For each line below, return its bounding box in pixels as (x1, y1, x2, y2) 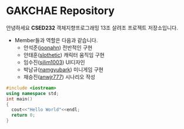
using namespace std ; (6, 90, 59, 96)
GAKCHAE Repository (6, 4, 115, 18)
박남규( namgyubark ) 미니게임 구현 (23, 66, 104, 73)
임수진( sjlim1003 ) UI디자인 (23, 59, 85, 66)
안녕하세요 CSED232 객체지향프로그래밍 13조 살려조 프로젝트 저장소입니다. (6, 24, 178, 31)
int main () (6, 96, 33, 102)
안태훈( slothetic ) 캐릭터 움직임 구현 (23, 51, 105, 58)
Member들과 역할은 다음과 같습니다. (14, 36, 98, 43)
